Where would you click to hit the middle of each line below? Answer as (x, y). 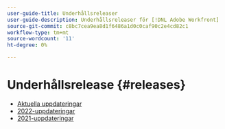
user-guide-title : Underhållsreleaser (62, 13)
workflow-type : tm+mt (38, 32)
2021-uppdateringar (45, 118)
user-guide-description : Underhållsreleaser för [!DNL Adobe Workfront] (113, 20)
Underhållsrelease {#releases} (97, 85)
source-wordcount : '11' (41, 39)
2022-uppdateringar (46, 111)
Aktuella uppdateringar (49, 104)
